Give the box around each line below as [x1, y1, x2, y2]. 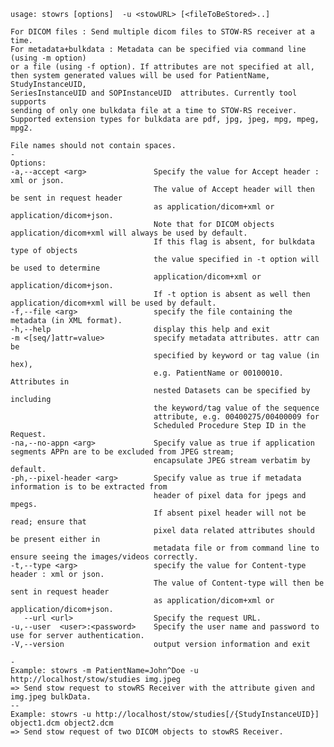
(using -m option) [10, 53, 87, 63]
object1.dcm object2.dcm [10, 718, 114, 728]
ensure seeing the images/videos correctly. [10, 552, 199, 562]
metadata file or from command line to [153, 543, 320, 553]
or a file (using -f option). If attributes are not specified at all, [10, 62, 315, 72]
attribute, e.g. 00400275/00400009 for [153, 412, 320, 422]
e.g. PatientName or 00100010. [153, 368, 284, 378]
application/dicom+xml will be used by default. [10, 298, 217, 308]
